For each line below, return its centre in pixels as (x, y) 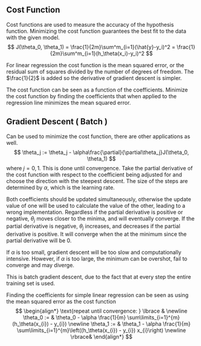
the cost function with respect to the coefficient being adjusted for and (94, 175)
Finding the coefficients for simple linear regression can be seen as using (97, 295)
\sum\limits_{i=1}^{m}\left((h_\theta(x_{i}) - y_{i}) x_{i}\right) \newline (101, 330)
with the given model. (33, 37)
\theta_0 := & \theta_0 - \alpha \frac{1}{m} (75, 318)
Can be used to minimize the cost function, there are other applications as (98, 136)
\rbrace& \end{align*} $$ (101, 337)
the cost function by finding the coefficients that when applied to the (91, 96)
